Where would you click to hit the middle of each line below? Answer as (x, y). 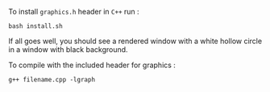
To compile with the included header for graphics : (92, 65)
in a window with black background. (68, 50)
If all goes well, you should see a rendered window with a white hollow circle (135, 41)
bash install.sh (35, 26)
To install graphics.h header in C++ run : (74, 12)
